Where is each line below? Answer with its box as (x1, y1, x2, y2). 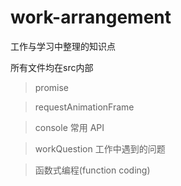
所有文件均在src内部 (10, 61, 94, 73)
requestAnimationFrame (34, 101, 135, 113)
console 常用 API (34, 121, 105, 133)
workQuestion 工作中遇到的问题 (34, 142, 166, 155)
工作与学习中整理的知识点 (10, 40, 116, 52)
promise (34, 81, 70, 93)
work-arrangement (10, 6, 172, 29)
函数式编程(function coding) (34, 164, 151, 176)
